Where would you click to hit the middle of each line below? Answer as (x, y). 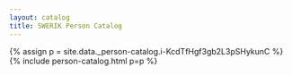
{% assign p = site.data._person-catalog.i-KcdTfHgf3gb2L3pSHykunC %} (146, 51)
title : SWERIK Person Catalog (66, 26)
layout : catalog (40, 17)
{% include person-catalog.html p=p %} (84, 61)
